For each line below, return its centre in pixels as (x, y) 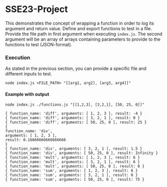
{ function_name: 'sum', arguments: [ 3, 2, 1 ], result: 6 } (71, 175)
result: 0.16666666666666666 (36, 140)
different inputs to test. (29, 74)
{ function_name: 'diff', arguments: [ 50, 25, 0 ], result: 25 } (76, 122)
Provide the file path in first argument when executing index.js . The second (84, 34)
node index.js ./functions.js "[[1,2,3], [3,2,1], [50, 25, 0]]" (75, 105)
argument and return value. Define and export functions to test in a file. (78, 28)
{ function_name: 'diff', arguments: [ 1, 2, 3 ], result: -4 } (74, 114)
